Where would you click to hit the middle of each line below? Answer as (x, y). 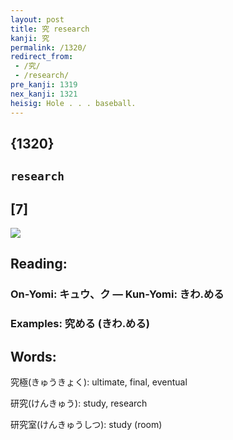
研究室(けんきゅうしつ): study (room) (86, 425)
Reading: (39, 264)
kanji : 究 (30, 38)
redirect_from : (42, 57)
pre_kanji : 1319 (44, 85)
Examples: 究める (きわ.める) (80, 324)
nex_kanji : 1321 (44, 94)
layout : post (37, 19)
